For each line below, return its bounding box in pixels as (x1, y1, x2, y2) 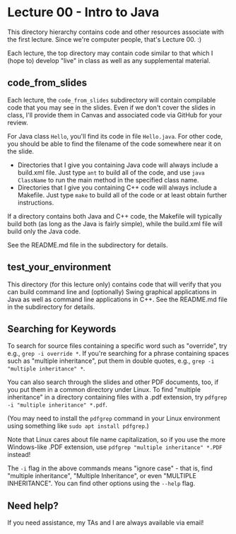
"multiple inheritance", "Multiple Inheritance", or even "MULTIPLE (7, 472, 196, 480)
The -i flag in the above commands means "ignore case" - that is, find (7, 464, 213, 472)
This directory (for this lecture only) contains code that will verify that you (7, 280, 222, 289)
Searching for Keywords (7, 323, 117, 335)
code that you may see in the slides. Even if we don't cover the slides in (7, 103, 216, 112)
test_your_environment (7, 261, 112, 273)
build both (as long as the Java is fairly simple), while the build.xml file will (7, 219, 223, 228)
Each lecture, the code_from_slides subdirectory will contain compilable (7, 95, 216, 104)
